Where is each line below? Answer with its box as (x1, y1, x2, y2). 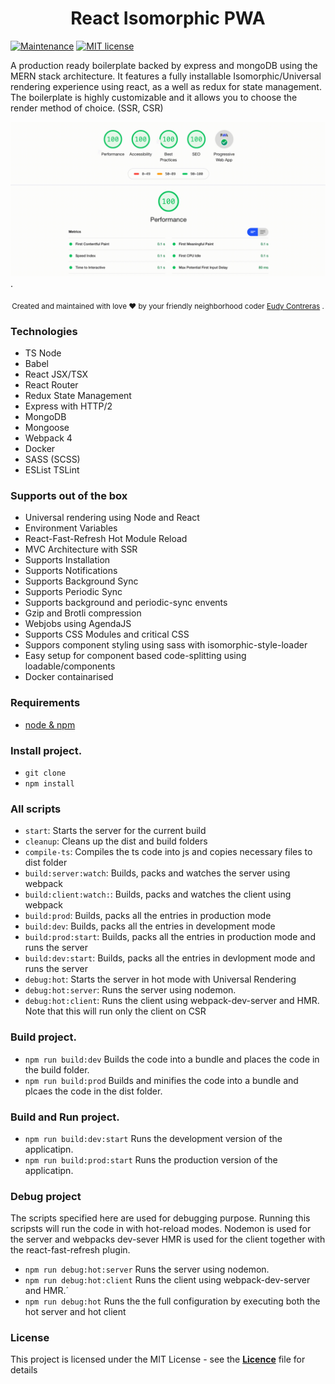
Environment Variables (24, 522, 118, 534)
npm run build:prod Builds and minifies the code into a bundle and (24, 1074, 299, 1086)
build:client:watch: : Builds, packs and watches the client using (24, 888, 292, 901)
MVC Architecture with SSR (24, 543, 138, 556)
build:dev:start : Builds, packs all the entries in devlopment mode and (24, 952, 316, 964)
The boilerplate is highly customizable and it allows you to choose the (10, 91, 298, 103)
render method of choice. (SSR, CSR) (10, 102, 164, 114)
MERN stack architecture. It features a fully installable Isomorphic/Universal (10, 70, 322, 82)
